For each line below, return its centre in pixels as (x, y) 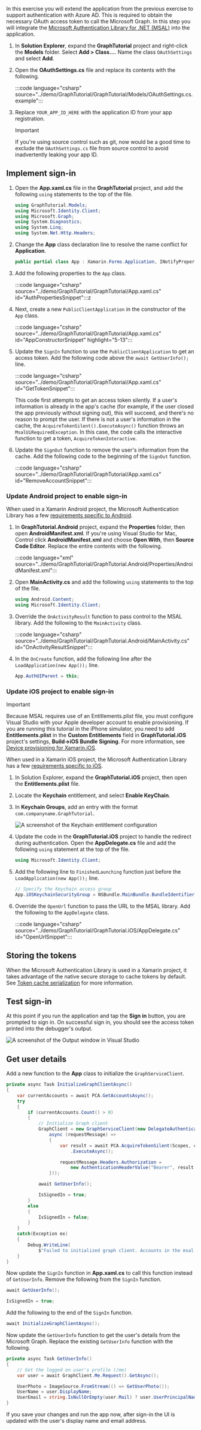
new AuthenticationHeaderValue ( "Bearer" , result (132, 1168)
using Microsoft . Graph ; (45, 216)
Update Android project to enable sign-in (67, 496)
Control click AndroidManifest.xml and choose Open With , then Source (104, 540)
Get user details (36, 1059)
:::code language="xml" (44, 558)
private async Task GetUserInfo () (49, 1359)
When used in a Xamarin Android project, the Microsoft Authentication (93, 509)
